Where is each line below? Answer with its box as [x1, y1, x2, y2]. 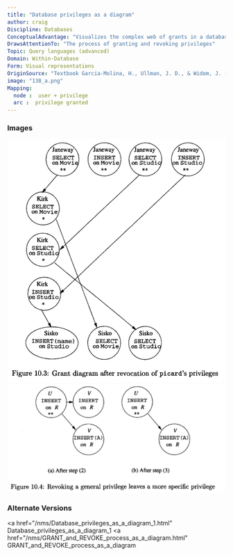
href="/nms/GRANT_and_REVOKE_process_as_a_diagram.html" [7, 534, 189, 542]
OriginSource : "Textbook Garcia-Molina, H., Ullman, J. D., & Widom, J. [7, 70, 222, 77]
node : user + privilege [13, 92, 89, 99]
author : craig [7, 18, 49, 26]
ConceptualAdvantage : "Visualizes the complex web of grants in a [7, 33, 203, 40]
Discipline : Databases [7, 26, 73, 33]
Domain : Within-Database [7, 56, 79, 63]
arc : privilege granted [13, 100, 89, 106]
